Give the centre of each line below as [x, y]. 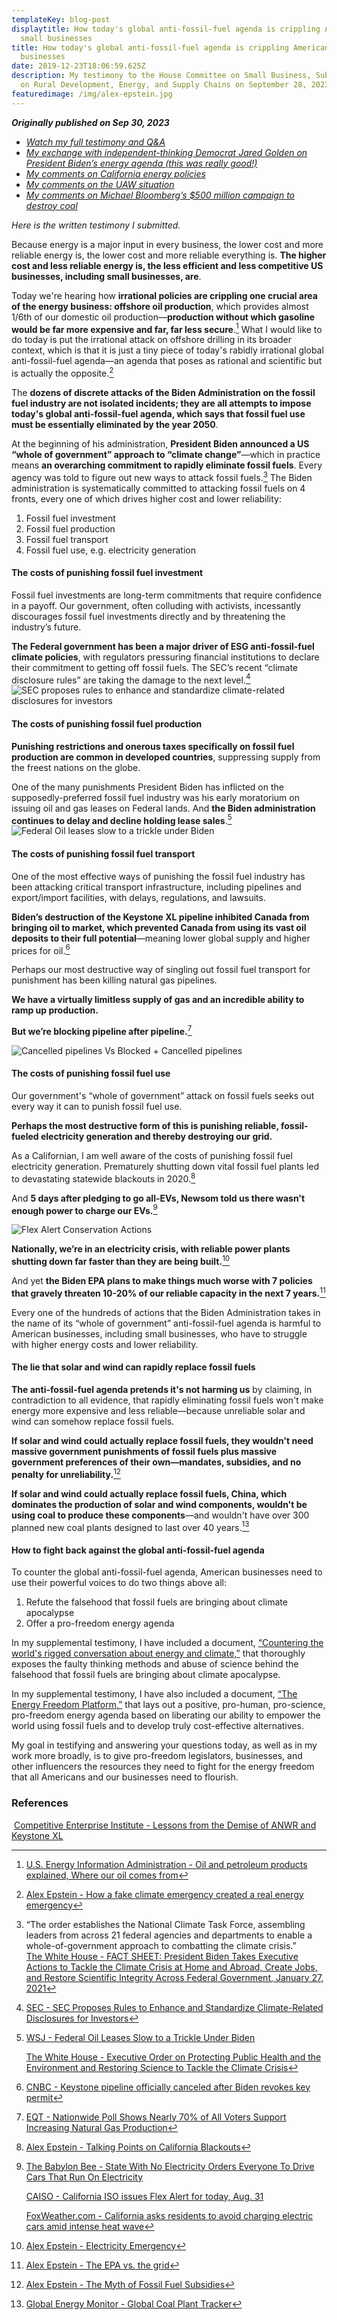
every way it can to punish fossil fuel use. [97, 1107]
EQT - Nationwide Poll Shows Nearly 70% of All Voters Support [156, 2117]
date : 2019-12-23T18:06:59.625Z [78, 66]
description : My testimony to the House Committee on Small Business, [161, 76]
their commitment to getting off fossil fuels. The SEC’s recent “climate [155, 667]
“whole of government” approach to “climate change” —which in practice [166, 454]
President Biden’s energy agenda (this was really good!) [141, 163]
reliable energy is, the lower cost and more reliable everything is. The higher [169, 255]
